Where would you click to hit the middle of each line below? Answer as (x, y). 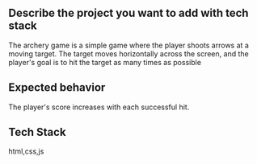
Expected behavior (57, 88)
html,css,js (26, 151)
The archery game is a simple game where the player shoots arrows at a (128, 45)
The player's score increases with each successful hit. (99, 107)
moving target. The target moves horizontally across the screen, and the (128, 53)
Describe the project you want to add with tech (128, 13)
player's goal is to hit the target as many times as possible (105, 62)
